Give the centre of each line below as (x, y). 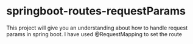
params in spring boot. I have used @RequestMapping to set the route (94, 34)
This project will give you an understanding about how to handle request (97, 28)
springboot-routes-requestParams (96, 11)
